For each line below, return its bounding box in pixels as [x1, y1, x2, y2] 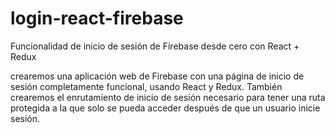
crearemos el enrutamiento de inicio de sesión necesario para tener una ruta [10, 91, 326, 103]
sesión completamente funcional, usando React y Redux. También [10, 80, 283, 92]
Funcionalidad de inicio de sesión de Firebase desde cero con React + [10, 40, 300, 52]
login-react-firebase [10, 7, 184, 30]
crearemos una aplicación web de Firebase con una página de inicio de [10, 70, 305, 82]
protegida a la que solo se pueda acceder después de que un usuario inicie [10, 102, 321, 114]
